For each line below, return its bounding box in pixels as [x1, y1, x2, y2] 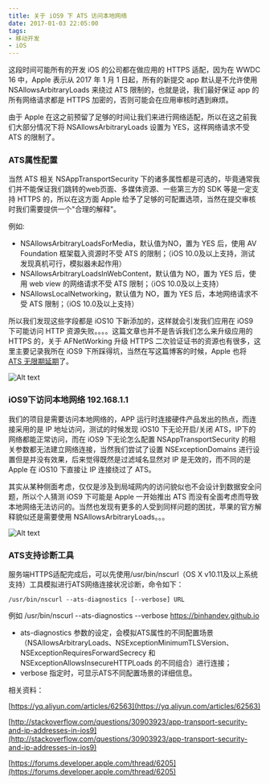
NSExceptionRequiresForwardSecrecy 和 [19, 648, 156, 657]
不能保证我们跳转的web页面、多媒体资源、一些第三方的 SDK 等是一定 [22, 185, 252, 194]
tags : [8, 27, 27, 35]
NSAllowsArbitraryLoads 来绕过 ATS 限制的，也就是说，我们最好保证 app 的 [8, 85, 260, 95]
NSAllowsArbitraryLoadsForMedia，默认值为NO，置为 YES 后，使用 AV [19, 239, 257, 248]
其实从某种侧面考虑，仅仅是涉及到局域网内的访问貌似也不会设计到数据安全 [8, 481, 255, 492]
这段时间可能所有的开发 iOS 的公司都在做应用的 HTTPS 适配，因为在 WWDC [8, 65, 261, 75]
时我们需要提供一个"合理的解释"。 [8, 205, 121, 214]
